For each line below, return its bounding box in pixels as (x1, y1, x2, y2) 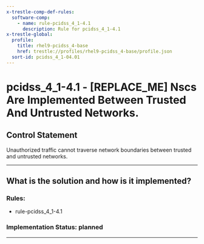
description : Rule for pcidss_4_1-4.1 (22, 25, 121, 32)
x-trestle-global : (6, 32, 53, 38)
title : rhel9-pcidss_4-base (17, 43, 88, 49)
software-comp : (12, 15, 50, 21)
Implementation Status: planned (6, 223, 103, 231)
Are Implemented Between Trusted (6, 93, 186, 107)
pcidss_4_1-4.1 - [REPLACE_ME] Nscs (6, 80, 197, 94)
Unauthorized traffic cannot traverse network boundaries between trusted (6, 146, 192, 154)
